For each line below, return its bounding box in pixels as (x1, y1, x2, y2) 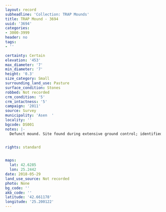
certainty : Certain (5, 53, 45, 58)
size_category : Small (5, 76, 50, 81)
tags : (5, 40, 16, 45)
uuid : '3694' (5, 21, 32, 26)
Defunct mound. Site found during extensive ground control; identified (9, 131, 163, 136)
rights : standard (5, 145, 41, 150)
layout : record (5, 7, 37, 12)
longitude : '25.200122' (5, 199, 54, 205)
